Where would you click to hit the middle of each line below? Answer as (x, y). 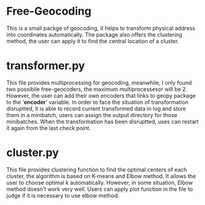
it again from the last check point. (49, 128)
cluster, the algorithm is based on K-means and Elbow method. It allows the (101, 176)
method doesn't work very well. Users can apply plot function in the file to (100, 189)
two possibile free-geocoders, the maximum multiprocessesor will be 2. (97, 89)
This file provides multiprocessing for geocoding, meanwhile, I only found (99, 82)
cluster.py (33, 153)
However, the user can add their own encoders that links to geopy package (101, 95)
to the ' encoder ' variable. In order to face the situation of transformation (97, 102)
